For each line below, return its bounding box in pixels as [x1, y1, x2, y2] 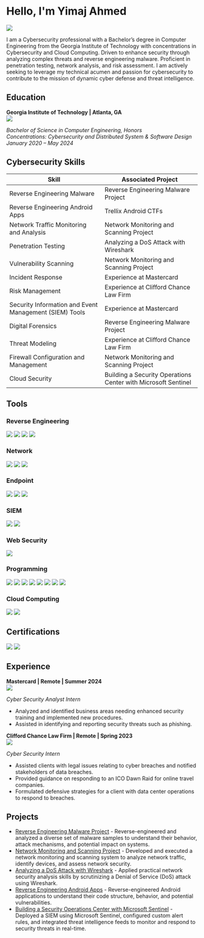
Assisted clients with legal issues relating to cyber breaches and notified [15, 761, 196, 769]
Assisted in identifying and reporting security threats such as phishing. [15, 720, 192, 727]
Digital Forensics [9, 322, 57, 330]
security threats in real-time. [15, 925, 86, 933]
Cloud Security [9, 374, 52, 383]
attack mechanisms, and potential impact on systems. [15, 841, 150, 848]
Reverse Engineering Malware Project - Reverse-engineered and [15, 828, 177, 835]
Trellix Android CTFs [104, 206, 163, 215]
